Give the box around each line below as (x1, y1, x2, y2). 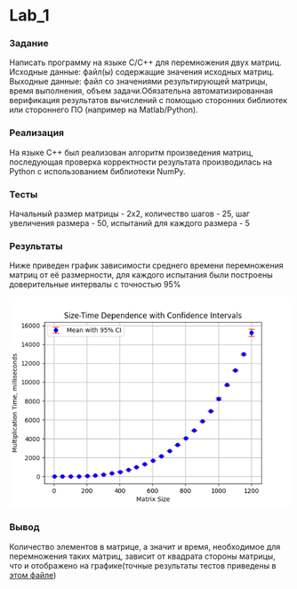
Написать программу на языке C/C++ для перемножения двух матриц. (9, 57, 282, 68)
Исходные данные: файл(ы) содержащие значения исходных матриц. (9, 67, 275, 77)
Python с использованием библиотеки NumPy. (9, 165, 186, 176)
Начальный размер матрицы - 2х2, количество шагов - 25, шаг (9, 208, 251, 219)
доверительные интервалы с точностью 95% (9, 279, 181, 290)
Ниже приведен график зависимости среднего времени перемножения (9, 260, 285, 271)
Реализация (9, 126, 65, 139)
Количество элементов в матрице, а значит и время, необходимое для (9, 541, 281, 552)
